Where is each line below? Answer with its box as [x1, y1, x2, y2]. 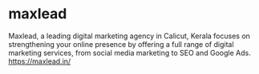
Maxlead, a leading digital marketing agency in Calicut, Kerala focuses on [8, 31, 251, 41]
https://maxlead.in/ [8, 56, 71, 66]
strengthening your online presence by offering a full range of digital [8, 39, 234, 49]
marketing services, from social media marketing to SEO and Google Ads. [8, 48, 251, 57]
